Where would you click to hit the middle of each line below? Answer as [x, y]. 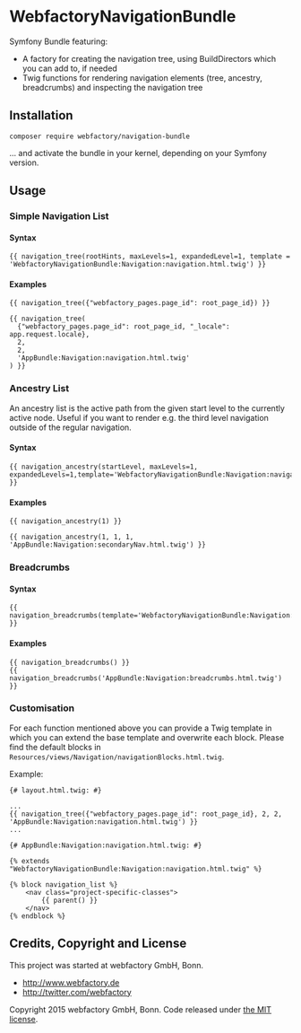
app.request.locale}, [50, 335]
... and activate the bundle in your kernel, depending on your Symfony [138, 153]
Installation [41, 115]
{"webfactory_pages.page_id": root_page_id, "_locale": [124, 327]
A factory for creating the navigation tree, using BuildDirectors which [149, 58]
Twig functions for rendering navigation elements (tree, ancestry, [142, 77]
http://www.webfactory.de [71, 982]
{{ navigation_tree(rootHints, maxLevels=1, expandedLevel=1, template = [150, 257]
